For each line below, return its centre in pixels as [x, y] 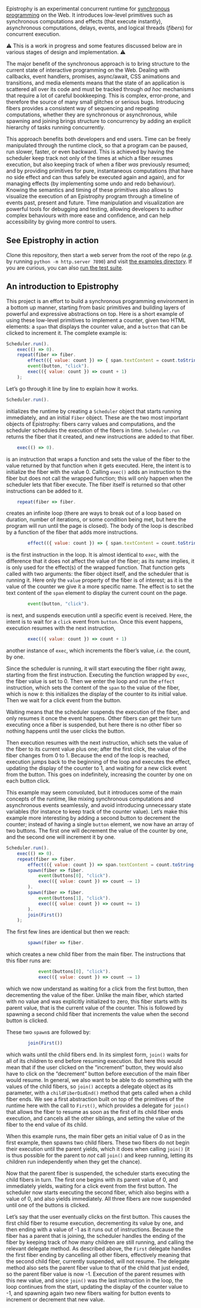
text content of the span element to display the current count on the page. [97, 593]
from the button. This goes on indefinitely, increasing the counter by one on [99, 774]
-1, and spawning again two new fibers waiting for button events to [89, 1293]
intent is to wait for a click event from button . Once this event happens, [95, 622]
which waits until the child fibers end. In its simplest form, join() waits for [97, 1055]
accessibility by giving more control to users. [61, 222]
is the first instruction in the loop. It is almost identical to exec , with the [93, 555]
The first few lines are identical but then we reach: [68, 932]
